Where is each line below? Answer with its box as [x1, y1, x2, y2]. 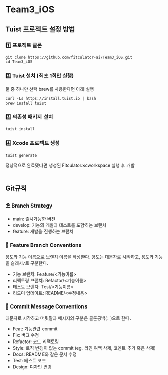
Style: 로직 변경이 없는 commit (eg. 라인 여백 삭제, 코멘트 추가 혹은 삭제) [12, 345, 156, 351]
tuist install [5, 127, 35, 132]
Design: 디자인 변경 [12, 364, 52, 370]
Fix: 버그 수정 [12, 332, 39, 338]
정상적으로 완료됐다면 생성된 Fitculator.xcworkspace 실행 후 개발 [5, 162, 135, 168]
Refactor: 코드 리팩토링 [12, 338, 59, 345]
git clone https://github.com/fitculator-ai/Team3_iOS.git [5, 55, 133, 60]
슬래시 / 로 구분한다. [10, 260, 49, 266]
